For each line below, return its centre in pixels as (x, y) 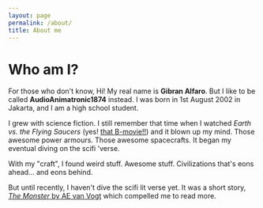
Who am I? (43, 69)
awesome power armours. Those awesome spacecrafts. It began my (120, 140)
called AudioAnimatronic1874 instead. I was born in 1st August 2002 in (124, 100)
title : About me (35, 30)
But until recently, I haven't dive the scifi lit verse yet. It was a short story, (127, 187)
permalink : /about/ (40, 23)
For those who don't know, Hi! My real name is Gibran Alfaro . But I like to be (132, 91)
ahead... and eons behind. (51, 172)
